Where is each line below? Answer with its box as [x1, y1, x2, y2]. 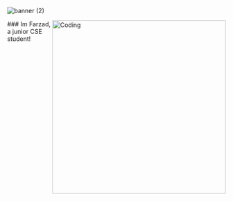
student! [7, 35, 31, 43]
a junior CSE [7, 28, 43, 35]
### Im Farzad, [7, 20, 51, 28]
